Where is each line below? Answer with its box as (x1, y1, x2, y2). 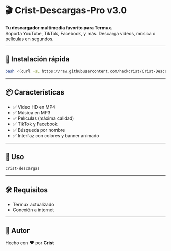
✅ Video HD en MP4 (12, 104, 56, 110)
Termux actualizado (12, 201, 54, 207)
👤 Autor (5, 226, 30, 235)
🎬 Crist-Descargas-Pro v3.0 (5, 5, 127, 16)
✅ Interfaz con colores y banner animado (12, 133, 99, 139)
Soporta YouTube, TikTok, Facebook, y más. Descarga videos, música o (5, 30, 156, 36)
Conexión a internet (12, 207, 54, 213)
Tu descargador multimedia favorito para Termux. (5, 24, 113, 31)
